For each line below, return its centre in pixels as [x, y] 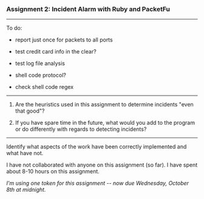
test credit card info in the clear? [56, 52]
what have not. [25, 153]
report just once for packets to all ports [64, 40]
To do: [14, 28]
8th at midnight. [26, 190]
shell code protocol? [41, 75]
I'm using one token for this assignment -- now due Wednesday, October [98, 183]
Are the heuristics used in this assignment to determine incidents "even [104, 105]
